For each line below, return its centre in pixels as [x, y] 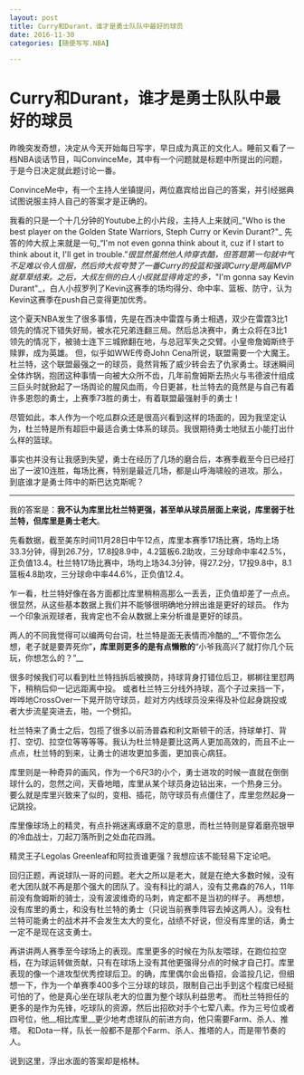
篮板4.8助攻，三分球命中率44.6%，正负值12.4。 [99, 574]
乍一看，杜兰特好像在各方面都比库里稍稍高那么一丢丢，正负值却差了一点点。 [152, 593]
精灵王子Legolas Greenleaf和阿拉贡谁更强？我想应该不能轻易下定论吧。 [142, 856]
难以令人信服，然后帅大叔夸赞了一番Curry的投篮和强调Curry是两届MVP [158, 266]
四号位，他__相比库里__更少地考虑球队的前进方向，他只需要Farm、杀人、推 [149, 1019]
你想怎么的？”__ [54, 658]
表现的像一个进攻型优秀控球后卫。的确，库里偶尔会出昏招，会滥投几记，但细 [152, 974]
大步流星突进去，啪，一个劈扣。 [76, 711]
